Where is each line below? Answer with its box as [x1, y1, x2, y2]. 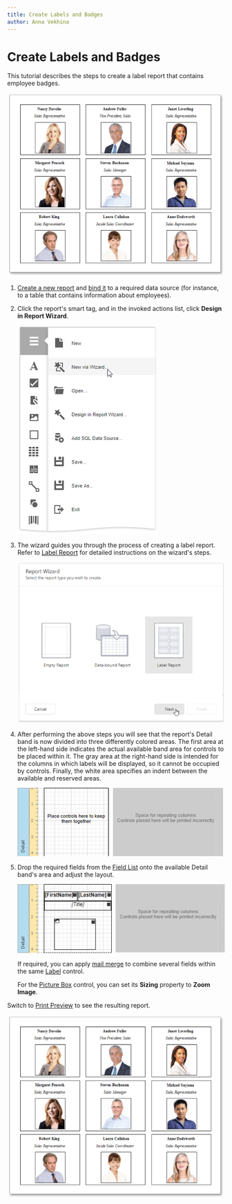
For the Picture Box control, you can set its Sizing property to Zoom [17, 980, 211, 988]
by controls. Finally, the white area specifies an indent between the [17, 767, 208, 775]
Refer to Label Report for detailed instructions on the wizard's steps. [17, 548, 212, 556]
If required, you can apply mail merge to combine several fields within [17, 959, 216, 968]
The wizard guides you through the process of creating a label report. [17, 541, 215, 549]
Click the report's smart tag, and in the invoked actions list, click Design [17, 304, 222, 312]
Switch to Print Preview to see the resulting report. [7, 1001, 151, 1009]
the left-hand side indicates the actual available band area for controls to [17, 745, 224, 753]
